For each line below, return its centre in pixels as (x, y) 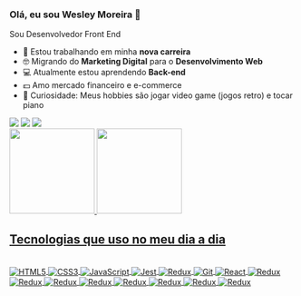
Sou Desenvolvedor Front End (65, 35)
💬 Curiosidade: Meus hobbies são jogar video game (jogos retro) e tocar (157, 95)
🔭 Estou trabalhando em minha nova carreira (107, 52)
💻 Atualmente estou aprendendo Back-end (104, 73)
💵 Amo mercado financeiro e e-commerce (102, 85)
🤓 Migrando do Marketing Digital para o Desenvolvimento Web (142, 62)
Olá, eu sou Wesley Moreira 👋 (75, 15)
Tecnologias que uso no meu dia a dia (118, 239)
